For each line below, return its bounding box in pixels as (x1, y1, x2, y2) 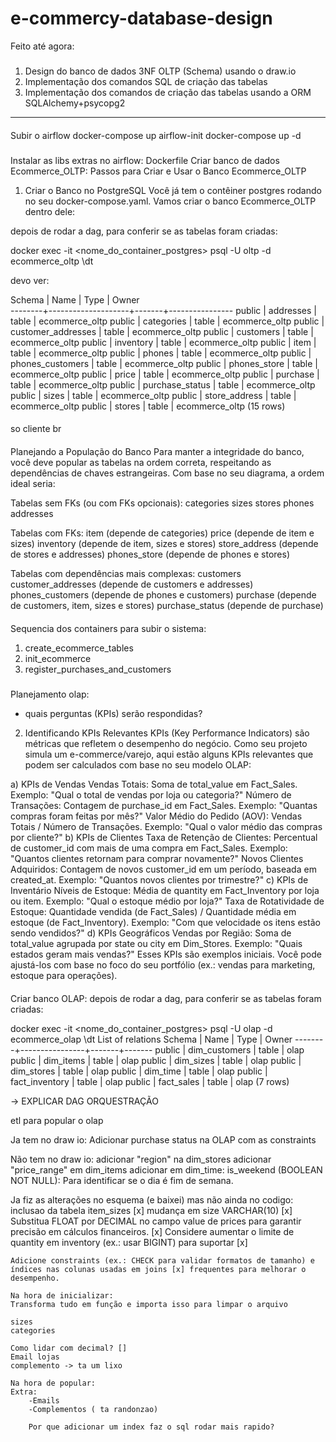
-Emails (28, 1395, 60, 1406)
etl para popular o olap (10, 1114, 104, 1126)
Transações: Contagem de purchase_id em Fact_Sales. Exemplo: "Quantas (10, 799, 318, 811)
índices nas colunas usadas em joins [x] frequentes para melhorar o (10, 1264, 307, 1274)
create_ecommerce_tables (24, 642, 134, 654)
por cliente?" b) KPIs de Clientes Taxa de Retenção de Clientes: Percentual (10, 831, 318, 843)
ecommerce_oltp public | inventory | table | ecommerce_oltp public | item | (10, 336, 317, 348)
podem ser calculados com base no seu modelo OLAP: (24, 758, 252, 771)
